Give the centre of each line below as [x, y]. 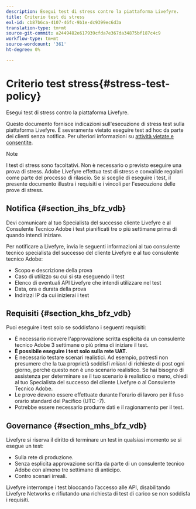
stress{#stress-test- [119, 83]
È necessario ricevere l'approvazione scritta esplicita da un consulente [100, 339]
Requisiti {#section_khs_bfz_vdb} [69, 313]
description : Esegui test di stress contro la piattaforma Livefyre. [93, 11]
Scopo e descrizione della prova [53, 270]
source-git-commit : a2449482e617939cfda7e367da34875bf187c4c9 [83, 33]
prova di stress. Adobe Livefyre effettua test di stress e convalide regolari [94, 171]
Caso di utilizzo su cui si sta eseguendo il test [69, 276]
